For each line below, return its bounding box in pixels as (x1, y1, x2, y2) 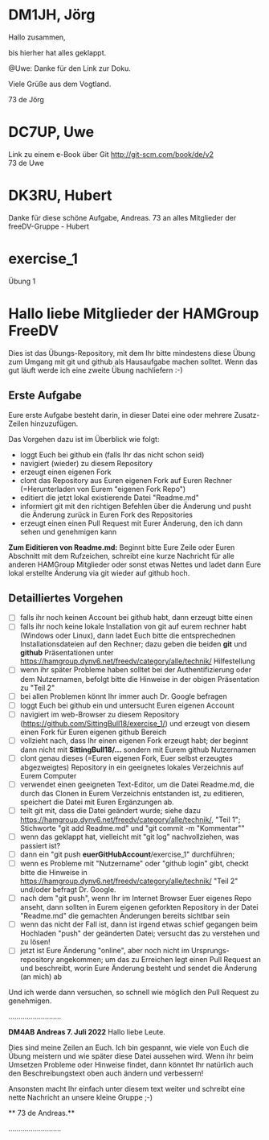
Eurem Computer (19, 770, 77, 780)
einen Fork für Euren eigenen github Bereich (19, 727, 167, 737)
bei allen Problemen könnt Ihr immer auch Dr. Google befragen (19, 691, 227, 701)
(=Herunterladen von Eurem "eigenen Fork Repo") (19, 484, 186, 494)
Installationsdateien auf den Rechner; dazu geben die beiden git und (19, 639, 247, 649)
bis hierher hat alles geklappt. (8, 47, 107, 57)
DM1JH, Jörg (8, 6, 96, 24)
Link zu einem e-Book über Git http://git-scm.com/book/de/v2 (8, 149, 214, 159)
